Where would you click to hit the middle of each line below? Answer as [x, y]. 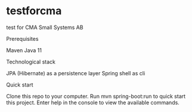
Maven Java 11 [24, 50]
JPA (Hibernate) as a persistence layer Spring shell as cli [76, 73]
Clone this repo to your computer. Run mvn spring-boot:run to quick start [96, 96]
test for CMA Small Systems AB [45, 27]
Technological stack [31, 62]
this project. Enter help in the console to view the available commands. [93, 103]
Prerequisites [22, 39]
